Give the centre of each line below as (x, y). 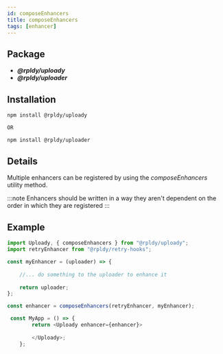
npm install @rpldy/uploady (47, 115)
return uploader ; (44, 287)
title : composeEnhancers (43, 20)
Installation (32, 99)
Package (26, 54)
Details (22, 162)
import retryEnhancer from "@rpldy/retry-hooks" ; (80, 250)
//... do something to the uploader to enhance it (93, 274)
